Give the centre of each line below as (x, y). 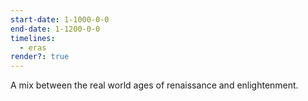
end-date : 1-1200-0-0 (55, 29)
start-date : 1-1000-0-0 (60, 19)
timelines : (33, 38)
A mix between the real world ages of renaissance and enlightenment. (154, 85)
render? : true (40, 57)
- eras (33, 47)
